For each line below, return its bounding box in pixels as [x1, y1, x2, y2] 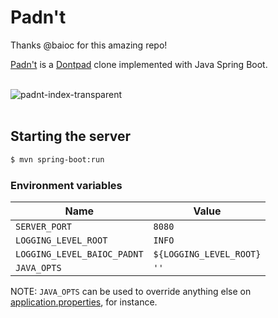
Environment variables [10, 178, 123, 192]
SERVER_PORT [15, 221, 73, 232]
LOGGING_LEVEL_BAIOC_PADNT [15, 248, 144, 260]
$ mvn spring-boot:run [10, 154, 105, 165]
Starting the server [10, 128, 132, 145]
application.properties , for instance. [10, 296, 158, 308]
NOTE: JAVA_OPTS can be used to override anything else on [10, 285, 252, 297]
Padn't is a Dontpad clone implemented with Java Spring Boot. [10, 58, 268, 70]
